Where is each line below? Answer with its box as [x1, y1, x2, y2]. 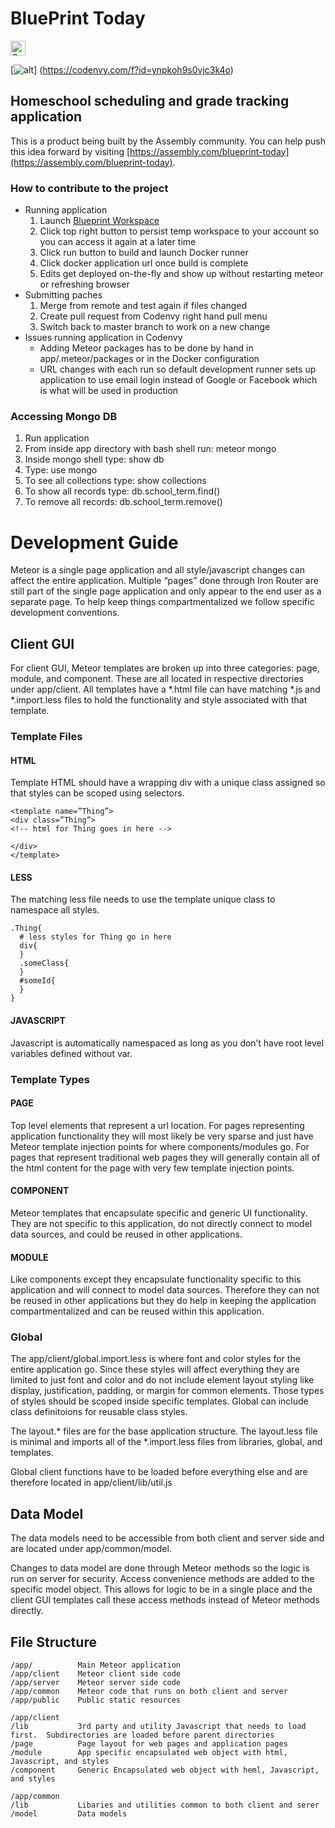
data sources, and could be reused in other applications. [10, 1228, 243, 1240]
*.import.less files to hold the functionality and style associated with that [10, 694, 308, 706]
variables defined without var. [10, 1047, 133, 1059]
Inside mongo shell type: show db [24, 453, 165, 466]
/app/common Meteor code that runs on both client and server [10, 1687, 288, 1697]
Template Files [10, 730, 83, 744]
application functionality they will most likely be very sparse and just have [10, 1130, 314, 1142]
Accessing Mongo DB [10, 409, 118, 423]
